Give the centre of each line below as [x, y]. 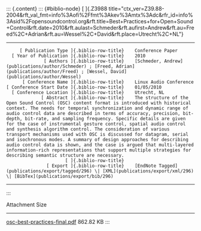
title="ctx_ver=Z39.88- [136, 9]
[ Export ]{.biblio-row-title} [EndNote [101, 166]
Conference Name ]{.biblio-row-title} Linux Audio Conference [111, 82]
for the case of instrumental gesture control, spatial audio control [96, 124]
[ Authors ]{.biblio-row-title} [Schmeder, [103, 61]
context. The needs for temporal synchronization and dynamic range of [97, 108]
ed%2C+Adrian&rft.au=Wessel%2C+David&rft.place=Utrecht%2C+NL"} [95, 34]
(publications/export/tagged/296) [49, 171]
